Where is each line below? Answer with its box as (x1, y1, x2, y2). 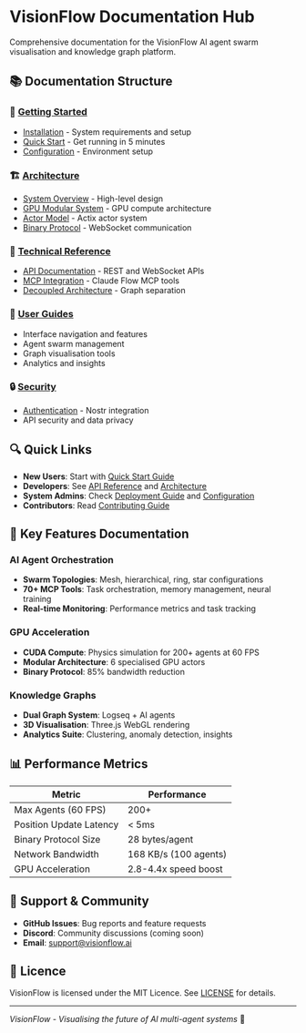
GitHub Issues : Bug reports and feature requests (22, 917, 207, 928)
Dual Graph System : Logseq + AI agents (22, 709, 176, 721)
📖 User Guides (9, 308, 75, 321)
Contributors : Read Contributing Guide (22, 499, 170, 511)
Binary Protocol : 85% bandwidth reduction (22, 666, 185, 677)
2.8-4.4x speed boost (127, 863, 223, 875)
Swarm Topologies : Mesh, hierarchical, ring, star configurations (22, 574, 264, 585)
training (22, 594, 52, 605)
